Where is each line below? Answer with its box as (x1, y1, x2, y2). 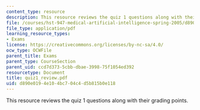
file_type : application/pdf (6, 25, 76, 32)
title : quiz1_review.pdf (6, 75, 68, 81)
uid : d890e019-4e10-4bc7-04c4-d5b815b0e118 (6, 81, 116, 87)
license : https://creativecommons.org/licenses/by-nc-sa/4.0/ (6, 42, 164, 48)
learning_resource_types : (6, 31, 70, 37)
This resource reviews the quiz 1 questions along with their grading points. (6, 97, 189, 104)
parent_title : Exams (6, 53, 58, 59)
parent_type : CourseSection (6, 58, 76, 64)
